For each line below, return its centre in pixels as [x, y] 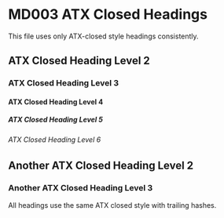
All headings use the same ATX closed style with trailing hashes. [112, 205]
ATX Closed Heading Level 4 [56, 102]
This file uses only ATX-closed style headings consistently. [103, 36]
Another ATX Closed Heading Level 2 [101, 166]
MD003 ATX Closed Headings [108, 15]
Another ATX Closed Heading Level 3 [81, 188]
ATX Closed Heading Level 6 [55, 140]
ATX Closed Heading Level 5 [56, 120]
